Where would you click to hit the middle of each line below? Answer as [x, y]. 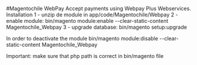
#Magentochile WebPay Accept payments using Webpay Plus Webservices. [98, 8]
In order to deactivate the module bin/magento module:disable [82, 38]
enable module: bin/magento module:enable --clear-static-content [87, 21]
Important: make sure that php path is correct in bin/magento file [85, 56]
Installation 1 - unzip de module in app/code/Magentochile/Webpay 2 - [92, 15]
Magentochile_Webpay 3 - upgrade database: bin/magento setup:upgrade [97, 27]
